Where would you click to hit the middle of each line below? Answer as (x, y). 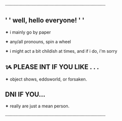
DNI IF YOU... (25, 94)
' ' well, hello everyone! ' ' (45, 20)
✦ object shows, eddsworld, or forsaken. (46, 79)
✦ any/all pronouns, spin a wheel (38, 41)
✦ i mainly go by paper (28, 32)
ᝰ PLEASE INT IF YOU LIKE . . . (52, 67)
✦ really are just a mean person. (37, 106)
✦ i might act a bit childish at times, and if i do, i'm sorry (61, 51)
